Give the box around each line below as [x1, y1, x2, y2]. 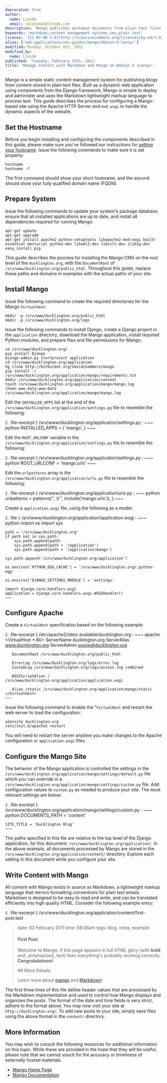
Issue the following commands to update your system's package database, [5, 208, 159, 214]
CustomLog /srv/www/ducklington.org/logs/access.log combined [11, 665, 143, 670]
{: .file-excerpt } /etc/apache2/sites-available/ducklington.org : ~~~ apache [5, 631, 160, 637]
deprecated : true [5, 7, 41, 12]
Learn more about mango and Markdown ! [17, 977, 103, 983]
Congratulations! [17, 958, 54, 964]
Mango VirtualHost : [5, 303, 47, 310]
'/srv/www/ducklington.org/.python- [79, 564, 155, 569]
